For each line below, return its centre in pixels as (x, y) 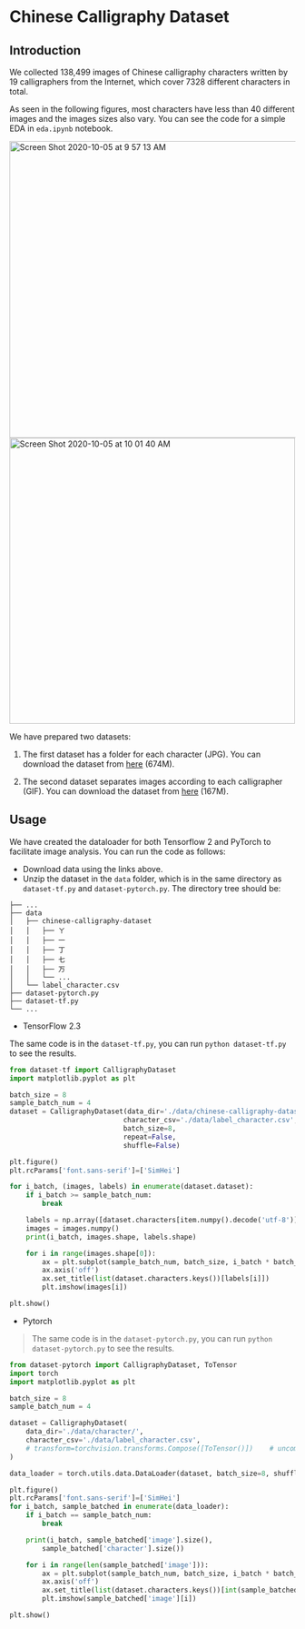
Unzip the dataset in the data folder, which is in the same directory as (152, 879)
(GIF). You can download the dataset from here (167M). (125, 791)
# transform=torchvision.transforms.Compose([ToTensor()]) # (150, 1448)
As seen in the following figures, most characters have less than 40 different (152, 109)
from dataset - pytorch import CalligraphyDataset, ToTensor (123, 1365)
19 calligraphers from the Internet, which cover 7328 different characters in (150, 82)
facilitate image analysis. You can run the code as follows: (118, 851)
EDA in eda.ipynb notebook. (61, 128)
